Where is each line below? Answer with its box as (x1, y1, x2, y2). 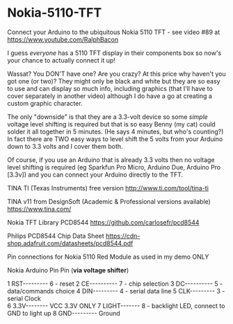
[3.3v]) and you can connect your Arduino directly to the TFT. (7, 170, 184, 179)
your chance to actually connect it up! (7, 56, 116, 64)
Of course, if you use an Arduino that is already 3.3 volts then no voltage (7, 155, 215, 164)
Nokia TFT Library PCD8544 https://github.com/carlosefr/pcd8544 (7, 218, 200, 227)
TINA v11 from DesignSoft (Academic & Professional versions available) (7, 197, 211, 206)
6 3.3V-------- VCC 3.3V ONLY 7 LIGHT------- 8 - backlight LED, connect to (7, 301, 225, 310)
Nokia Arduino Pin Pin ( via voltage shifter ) (7, 266, 129, 274)
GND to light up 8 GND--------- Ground (7, 309, 120, 317)
